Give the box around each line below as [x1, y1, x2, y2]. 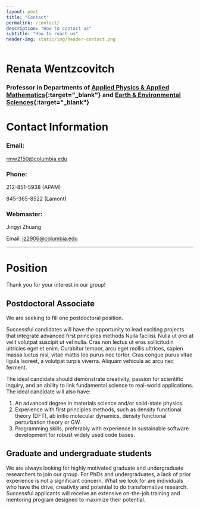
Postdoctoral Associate [6, 299, 95, 309]
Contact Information [6, 120, 109, 134]
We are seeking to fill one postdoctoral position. [6, 314, 124, 321]
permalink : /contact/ [6, 20, 60, 26]
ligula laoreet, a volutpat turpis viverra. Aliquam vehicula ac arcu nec [6, 357, 174, 364]
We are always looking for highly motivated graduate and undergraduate [6, 464, 184, 471]
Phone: [6, 170, 28, 178]
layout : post [6, 8, 39, 15]
